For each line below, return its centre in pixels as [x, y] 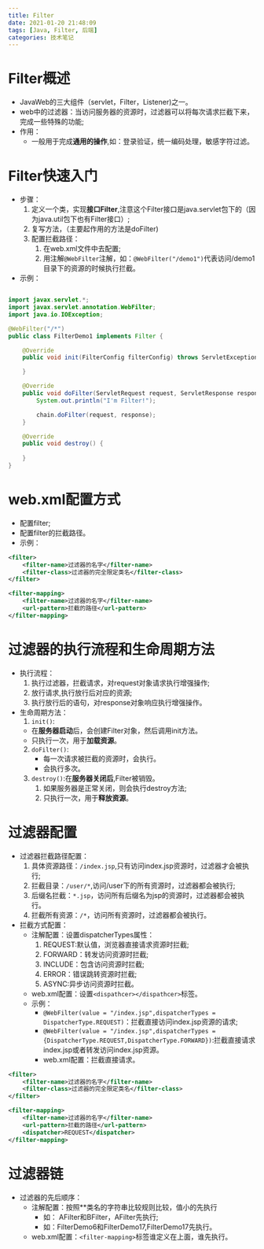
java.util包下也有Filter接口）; [84, 219]
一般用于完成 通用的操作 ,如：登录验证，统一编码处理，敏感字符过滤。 [142, 142]
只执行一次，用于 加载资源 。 [76, 740]
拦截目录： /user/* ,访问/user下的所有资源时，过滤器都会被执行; [133, 885]
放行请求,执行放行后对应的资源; [81, 693]
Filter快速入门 [53, 176]
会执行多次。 [64, 768]
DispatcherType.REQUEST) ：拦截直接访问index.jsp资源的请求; [140, 1022]
